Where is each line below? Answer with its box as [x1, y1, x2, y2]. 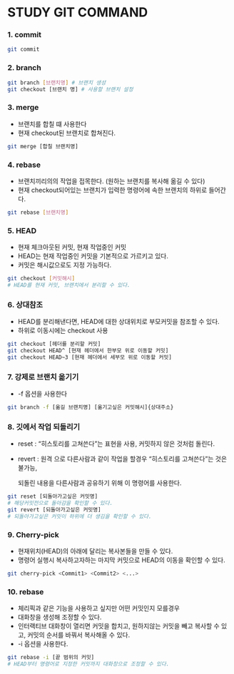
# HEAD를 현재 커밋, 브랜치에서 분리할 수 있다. [7, 281, 131, 289]
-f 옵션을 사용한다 [17, 389, 68, 398]
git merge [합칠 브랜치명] [7, 143, 78, 150]
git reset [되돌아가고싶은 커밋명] [7, 493, 98, 500]
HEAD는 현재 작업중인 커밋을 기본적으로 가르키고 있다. [17, 252, 169, 260]
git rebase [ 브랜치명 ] [7, 208, 69, 216]
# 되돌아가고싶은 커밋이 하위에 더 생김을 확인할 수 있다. [7, 513, 152, 520]
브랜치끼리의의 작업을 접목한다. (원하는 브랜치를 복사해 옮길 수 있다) [17, 176, 205, 185]
